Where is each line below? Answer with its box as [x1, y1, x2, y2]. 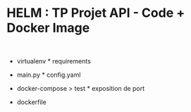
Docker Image [6, 20, 90, 36]
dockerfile [16, 97, 47, 106]
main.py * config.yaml [16, 70, 81, 79]
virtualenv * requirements [16, 56, 91, 65]
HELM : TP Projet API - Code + [6, 5, 185, 21]
